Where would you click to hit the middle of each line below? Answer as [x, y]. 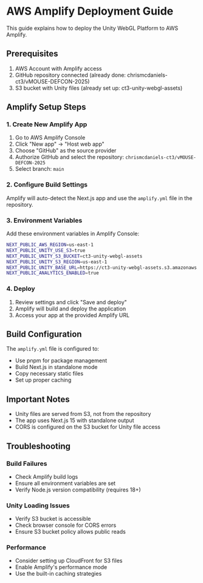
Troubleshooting [39, 446]
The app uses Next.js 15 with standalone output [74, 420]
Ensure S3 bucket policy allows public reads [70, 532]
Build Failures [27, 463]
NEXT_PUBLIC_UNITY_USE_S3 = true [46, 250]
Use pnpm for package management [61, 360]
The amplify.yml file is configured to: [53, 349]
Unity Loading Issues [38, 506]
